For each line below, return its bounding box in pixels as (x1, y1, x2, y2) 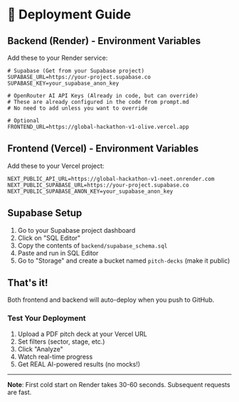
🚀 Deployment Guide (7, 6, 132, 23)
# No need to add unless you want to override (7, 105, 148, 112)
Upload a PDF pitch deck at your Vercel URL (17, 329, 147, 338)
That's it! (7, 277, 48, 289)
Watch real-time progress (17, 352, 93, 361)
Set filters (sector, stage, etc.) (17, 337, 105, 346)
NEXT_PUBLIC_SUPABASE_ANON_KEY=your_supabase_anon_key (7, 188, 174, 195)
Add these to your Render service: (7, 53, 108, 62)
